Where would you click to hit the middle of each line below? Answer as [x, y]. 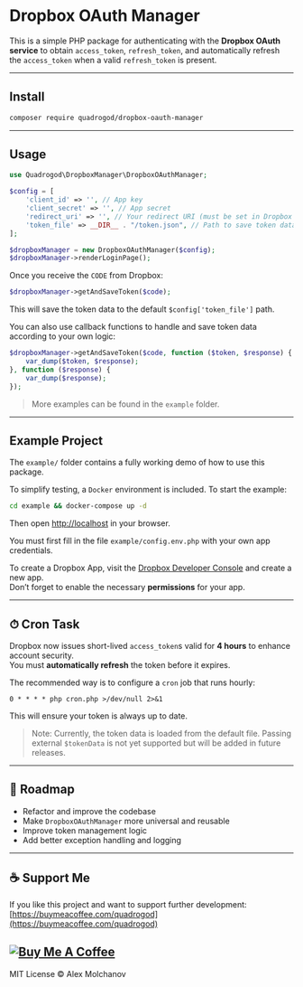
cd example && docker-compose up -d [78, 506]
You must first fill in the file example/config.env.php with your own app [140, 541]
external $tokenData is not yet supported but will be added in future [156, 743]
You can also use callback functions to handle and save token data [133, 327]
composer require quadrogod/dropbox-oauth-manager [106, 117]
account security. [42, 655]
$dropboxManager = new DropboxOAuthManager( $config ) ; [113, 249]
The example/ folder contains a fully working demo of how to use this [138, 463]
